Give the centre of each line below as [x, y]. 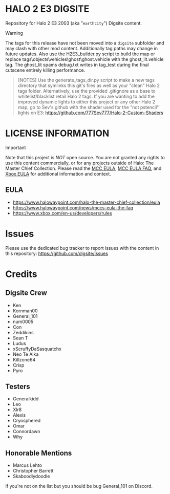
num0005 [23, 321]
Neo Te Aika [26, 354]
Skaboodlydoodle [31, 476]
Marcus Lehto [27, 465]
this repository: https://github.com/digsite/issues [57, 253]
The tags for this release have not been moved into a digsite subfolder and [85, 43]
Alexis [19, 415]
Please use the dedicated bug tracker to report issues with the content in [82, 248]
